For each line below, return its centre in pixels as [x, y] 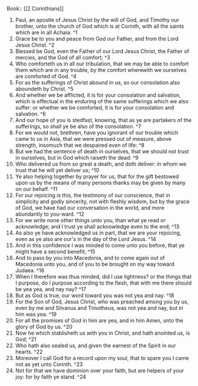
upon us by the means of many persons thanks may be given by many [100, 183]
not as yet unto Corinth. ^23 [49, 364]
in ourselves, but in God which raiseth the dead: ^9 [77, 158]
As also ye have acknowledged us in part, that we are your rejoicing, [98, 233]
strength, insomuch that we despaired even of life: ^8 [80, 145]
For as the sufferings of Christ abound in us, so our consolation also [98, 83]
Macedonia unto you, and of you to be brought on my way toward [95, 264]
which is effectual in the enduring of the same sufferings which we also [102, 101]
